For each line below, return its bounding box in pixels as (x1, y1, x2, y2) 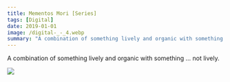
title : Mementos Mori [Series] (7, 10, 97, 17)
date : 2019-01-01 (7, 23, 57, 29)
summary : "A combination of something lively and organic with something (7, 36, 224, 42)
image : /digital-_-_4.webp (7, 29, 85, 36)
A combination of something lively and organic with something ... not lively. (7, 54, 220, 62)
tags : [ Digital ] (7, 16, 54, 23)
